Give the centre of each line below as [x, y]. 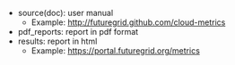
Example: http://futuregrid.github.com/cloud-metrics [128, 22]
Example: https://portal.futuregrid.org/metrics [115, 51]
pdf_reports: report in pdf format [78, 32]
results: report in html [57, 41]
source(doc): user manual [65, 13]
